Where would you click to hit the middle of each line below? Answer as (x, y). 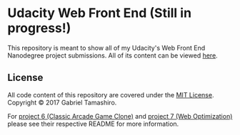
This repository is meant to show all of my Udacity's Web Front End (106, 48)
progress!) (39, 28)
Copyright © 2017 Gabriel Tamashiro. (62, 102)
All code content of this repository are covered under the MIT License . (111, 94)
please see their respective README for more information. (93, 124)
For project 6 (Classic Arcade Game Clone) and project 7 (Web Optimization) (120, 116)
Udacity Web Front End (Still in (99, 13)
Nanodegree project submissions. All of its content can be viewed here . (112, 55)
